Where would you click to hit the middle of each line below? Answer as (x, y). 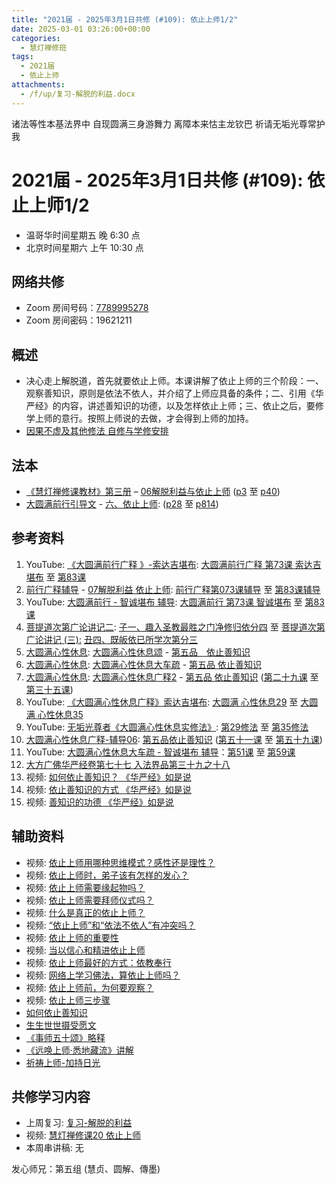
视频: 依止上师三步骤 (68, 1000)
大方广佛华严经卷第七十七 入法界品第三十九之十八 (128, 764)
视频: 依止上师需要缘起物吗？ (85, 887)
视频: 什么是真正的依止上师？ (85, 912)
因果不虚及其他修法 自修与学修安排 (97, 431)
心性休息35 (60, 714)
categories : (36, 38)
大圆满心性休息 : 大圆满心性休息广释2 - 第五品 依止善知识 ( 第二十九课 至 (172, 677)
